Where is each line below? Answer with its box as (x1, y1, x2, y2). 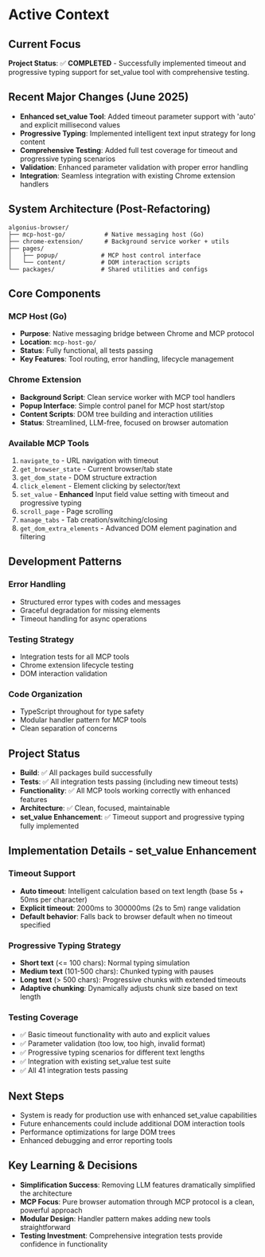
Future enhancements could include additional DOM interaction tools (19, 1119, 245, 1129)
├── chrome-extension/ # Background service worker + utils (8, 237, 229, 245)
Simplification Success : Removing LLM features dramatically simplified (19, 1180, 256, 1189)
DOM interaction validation (19, 668, 107, 678)
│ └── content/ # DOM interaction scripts (8, 258, 191, 266)
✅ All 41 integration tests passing (19, 1066, 129, 1075)
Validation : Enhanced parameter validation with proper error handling (19, 162, 248, 172)
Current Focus (8, 37, 81, 51)
